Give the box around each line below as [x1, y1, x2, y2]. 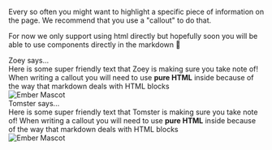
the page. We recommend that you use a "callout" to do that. [8, 15, 212, 25]
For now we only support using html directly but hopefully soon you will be [8, 32, 258, 41]
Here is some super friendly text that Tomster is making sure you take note [8, 107, 258, 117]
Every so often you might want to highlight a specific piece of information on [8, 7, 265, 16]
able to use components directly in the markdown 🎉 [8, 40, 181, 49]
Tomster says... [8, 99, 60, 108]
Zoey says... [8, 56, 50, 65]
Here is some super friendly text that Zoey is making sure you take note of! [8, 64, 258, 74]
